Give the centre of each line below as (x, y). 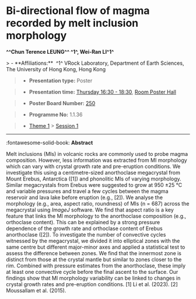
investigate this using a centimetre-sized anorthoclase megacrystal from (93, 172)
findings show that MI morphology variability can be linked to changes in (93, 278)
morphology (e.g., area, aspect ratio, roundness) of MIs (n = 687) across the (98, 203)
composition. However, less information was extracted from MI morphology (97, 160)
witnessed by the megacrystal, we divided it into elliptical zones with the (93, 241)
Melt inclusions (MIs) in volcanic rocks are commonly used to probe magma (97, 154)
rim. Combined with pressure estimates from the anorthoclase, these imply (96, 265)
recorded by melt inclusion (72, 23)
